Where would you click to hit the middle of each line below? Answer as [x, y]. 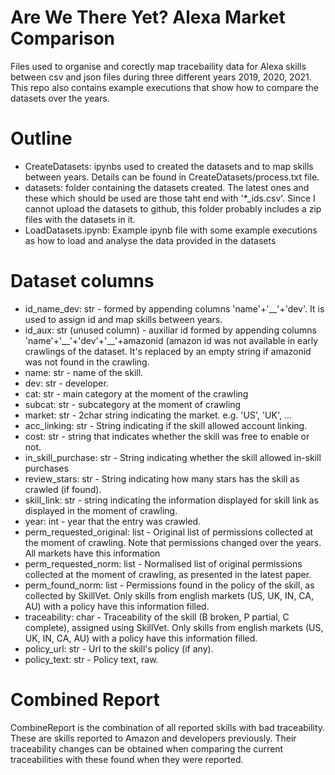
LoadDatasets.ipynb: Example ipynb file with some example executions [171, 230]
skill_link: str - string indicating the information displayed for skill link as [171, 500]
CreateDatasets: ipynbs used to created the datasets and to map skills [169, 166]
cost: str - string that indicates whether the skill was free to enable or [167, 436]
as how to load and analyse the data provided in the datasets [150, 240]
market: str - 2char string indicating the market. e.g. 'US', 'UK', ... [158, 415]
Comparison [63, 38]
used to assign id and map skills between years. [123, 319]
